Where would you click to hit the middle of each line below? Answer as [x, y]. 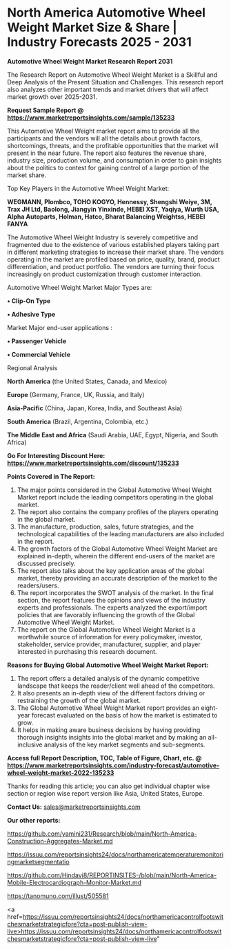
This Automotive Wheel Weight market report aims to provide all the [103, 131]
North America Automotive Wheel [106, 13]
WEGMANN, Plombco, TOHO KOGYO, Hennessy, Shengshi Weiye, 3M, [110, 201]
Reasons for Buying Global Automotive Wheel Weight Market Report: [108, 665]
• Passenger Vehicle [37, 341]
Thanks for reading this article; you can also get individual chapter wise [109, 786]
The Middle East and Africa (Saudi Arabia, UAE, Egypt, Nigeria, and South [113, 435]
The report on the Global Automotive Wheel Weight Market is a [106, 629]
